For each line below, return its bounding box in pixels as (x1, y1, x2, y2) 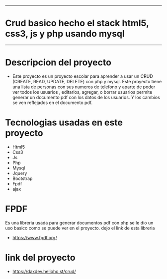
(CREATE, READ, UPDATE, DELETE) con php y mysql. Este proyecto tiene (12, 78, 162, 84)
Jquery (12, 170, 27, 176)
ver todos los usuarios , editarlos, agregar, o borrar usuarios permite (12, 89, 153, 95)
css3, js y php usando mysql (5, 28, 125, 40)
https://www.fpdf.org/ (12, 234, 57, 240)
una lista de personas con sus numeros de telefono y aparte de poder (12, 84, 156, 90)
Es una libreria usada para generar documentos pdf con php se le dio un (5, 220, 154, 225)
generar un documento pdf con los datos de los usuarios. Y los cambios (12, 94, 160, 100)
